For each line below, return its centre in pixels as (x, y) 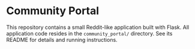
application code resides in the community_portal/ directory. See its (89, 33)
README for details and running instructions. (62, 40)
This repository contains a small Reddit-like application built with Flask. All (98, 27)
